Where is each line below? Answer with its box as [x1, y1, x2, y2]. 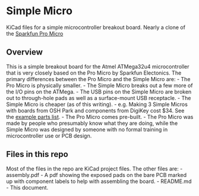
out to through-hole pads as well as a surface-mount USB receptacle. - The [6, 94, 191, 101]
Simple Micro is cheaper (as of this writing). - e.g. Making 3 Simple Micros [6, 101, 188, 108]
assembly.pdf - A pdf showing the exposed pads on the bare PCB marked [6, 171, 187, 178]
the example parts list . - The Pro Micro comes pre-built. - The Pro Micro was [6, 113, 194, 120]
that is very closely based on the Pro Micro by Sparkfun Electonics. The [6, 69, 182, 76]
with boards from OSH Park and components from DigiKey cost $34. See [6, 107, 185, 114]
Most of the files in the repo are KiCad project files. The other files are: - [6, 165, 183, 172]
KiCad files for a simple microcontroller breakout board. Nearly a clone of [6, 24, 186, 31]
